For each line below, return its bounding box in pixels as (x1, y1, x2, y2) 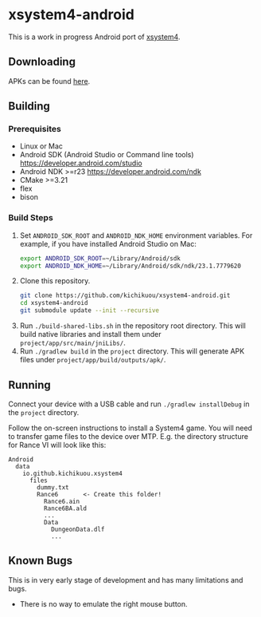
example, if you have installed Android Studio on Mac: (19, 239, 197, 248)
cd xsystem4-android (19, 299, 88, 307)
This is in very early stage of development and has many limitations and (8, 575, 243, 584)
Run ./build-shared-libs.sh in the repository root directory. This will (19, 321, 247, 330)
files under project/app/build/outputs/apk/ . (19, 355, 166, 365)
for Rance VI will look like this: (8, 440, 107, 449)
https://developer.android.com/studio (19, 158, 142, 168)
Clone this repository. (19, 276, 91, 286)
